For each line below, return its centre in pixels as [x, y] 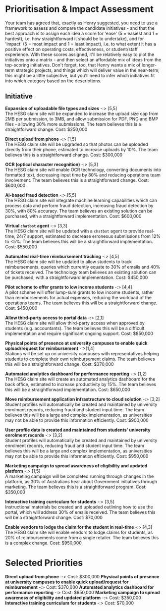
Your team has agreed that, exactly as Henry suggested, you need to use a [81, 23]
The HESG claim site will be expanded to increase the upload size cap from [82, 113]
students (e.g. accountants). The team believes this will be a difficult [75, 328]
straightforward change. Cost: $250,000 [46, 129]
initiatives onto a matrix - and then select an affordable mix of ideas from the [83, 59]
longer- [149, 65]
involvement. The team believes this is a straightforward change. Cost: [77, 180]
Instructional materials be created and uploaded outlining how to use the [79, 507]
